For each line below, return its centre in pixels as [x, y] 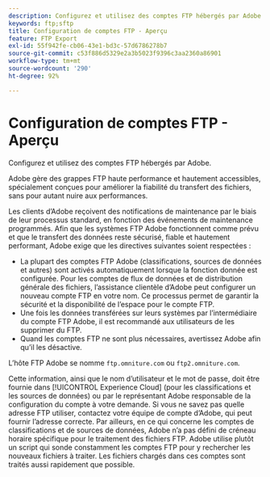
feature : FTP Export [43, 38]
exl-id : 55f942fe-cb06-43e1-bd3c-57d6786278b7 [88, 46]
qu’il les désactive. [51, 347]
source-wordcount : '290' [50, 69]
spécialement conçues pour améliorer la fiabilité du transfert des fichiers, [130, 187]
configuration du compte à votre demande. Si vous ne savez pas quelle [127, 404]
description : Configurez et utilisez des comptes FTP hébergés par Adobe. [137, 16]
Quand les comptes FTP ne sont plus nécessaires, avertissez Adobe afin [140, 338]
